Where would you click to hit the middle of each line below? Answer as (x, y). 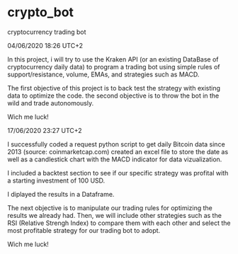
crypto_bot (41, 12)
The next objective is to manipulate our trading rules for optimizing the (110, 208)
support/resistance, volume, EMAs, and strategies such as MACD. (103, 74)
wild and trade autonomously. (51, 103)
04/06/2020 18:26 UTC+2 (45, 45)
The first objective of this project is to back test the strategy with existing (114, 88)
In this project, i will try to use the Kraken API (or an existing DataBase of (113, 59)
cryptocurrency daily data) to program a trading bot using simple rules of (114, 67)
